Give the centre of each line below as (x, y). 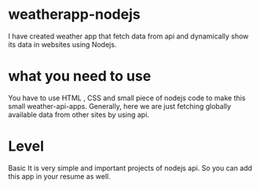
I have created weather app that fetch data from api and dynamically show (128, 36)
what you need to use (80, 76)
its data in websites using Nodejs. (62, 44)
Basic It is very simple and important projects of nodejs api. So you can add (130, 168)
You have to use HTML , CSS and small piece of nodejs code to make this (127, 98)
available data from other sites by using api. (79, 114)
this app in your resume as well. (60, 176)
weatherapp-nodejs (74, 15)
